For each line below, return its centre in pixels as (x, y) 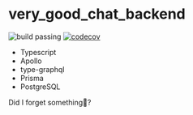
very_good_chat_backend (97, 14)
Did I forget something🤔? (50, 102)
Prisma (32, 78)
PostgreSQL (40, 87)
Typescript (38, 52)
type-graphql (42, 69)
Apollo (31, 61)
